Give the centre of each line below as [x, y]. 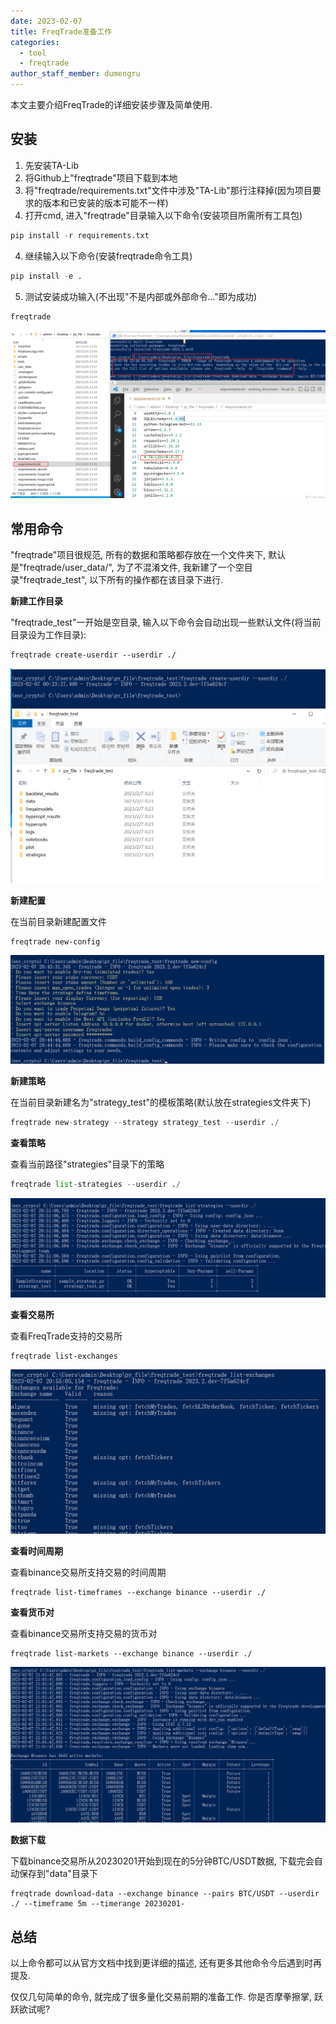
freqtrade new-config [55, 942]
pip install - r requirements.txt [80, 235]
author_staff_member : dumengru [75, 74]
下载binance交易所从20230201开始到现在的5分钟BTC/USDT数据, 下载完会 [162, 1861]
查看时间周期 [36, 1551]
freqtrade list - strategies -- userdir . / [96, 1184]
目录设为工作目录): [48, 634]
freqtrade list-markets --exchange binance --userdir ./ [131, 1653]
